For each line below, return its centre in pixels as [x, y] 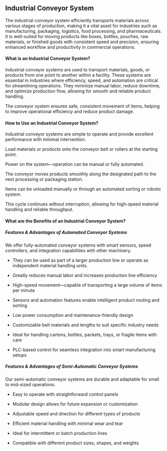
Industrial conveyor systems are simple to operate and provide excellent [79, 134]
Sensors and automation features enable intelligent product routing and [86, 300]
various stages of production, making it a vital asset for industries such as [81, 26]
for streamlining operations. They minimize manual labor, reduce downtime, [83, 86]
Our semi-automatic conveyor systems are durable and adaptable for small [82, 379]
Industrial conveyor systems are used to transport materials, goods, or [77, 70]
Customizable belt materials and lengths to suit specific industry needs [85, 325]
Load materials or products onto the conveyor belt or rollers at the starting [81, 149]
